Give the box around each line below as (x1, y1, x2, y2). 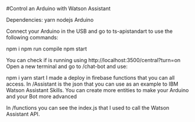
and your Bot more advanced (6, 93, 77, 100)
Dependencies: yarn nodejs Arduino (6, 16, 94, 23)
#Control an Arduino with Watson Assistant (6, 5, 111, 12)
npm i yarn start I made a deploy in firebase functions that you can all (6, 74, 175, 81)
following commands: (6, 34, 58, 40)
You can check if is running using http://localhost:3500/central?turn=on (6, 57, 181, 63)
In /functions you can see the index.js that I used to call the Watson (6, 104, 170, 111)
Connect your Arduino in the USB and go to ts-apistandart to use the (6, 28, 173, 35)
